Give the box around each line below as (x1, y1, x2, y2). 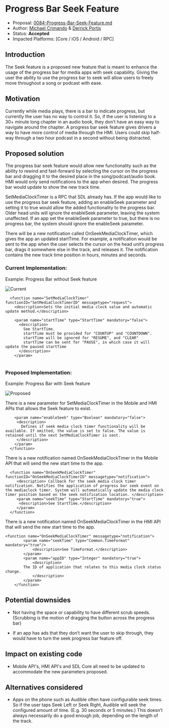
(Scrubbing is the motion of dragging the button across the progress (12, 614, 155, 621)
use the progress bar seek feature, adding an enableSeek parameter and (5, 199, 156, 205)
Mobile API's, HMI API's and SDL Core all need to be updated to (12, 663, 145, 669)
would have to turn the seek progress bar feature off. (12, 635, 123, 641)
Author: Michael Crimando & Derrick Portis (12, 25, 101, 31)
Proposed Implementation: (5, 369, 72, 376)
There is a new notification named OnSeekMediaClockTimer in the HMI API (5, 518, 161, 525)
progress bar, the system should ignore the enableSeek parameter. (5, 220, 144, 227)
